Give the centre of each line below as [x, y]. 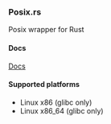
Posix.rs [25, 12]
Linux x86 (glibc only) [56, 102]
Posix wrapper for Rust [46, 30]
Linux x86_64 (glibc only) [62, 110]
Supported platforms [44, 85]
